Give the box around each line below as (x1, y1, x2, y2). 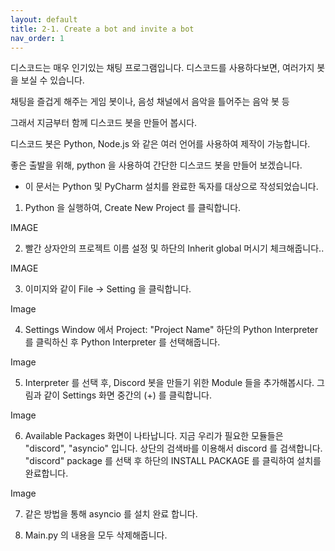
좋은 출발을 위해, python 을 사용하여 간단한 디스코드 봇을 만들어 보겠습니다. (10, 159, 303, 171)
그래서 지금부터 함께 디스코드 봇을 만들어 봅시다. (10, 117, 198, 129)
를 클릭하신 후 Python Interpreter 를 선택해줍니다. (24, 336, 221, 348)
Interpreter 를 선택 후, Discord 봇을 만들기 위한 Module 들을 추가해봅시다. (24, 377, 315, 389)
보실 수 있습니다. (20, 74, 85, 86)
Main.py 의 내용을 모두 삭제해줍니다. (24, 529, 168, 541)
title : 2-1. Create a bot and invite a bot (10, 24, 195, 34)
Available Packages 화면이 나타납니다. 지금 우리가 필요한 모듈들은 (24, 430, 284, 442)
